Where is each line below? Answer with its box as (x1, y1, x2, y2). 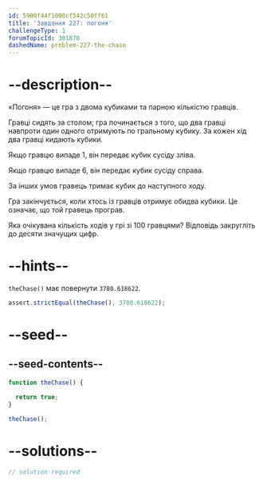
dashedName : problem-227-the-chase (8, 42, 127, 50)
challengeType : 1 (8, 26, 66, 34)
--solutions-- (8, 442, 98, 460)
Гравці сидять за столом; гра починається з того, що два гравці (8, 117, 226, 128)
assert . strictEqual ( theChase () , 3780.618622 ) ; (8, 299, 166, 307)
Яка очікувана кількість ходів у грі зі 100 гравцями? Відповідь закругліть (8, 220, 256, 230)
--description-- (8, 76, 113, 94)
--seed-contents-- (8, 357, 104, 371)
